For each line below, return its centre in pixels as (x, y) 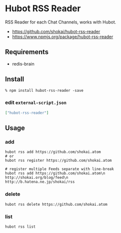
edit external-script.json (36, 103)
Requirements (27, 52)
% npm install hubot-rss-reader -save (44, 90)
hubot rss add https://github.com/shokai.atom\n (55, 173)
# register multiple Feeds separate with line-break (60, 169)
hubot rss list (20, 227)
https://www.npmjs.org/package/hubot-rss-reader (62, 37)
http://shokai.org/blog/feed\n (37, 178)
